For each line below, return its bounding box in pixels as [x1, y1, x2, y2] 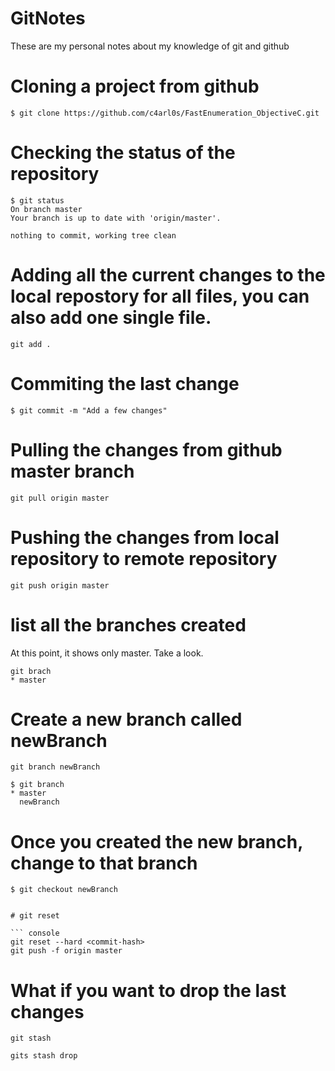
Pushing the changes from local [10, 526, 280, 549]
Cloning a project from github [10, 75, 260, 98]
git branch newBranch [10, 762, 101, 772]
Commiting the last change [10, 372, 240, 395]
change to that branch [10, 852, 198, 874]
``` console [10, 928, 60, 939]
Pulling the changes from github [10, 438, 283, 461]
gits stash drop [10, 1051, 78, 1061]
